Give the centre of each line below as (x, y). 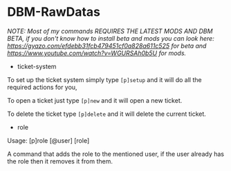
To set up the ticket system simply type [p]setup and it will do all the (104, 79)
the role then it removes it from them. (60, 161)
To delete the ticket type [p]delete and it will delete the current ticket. (107, 114)
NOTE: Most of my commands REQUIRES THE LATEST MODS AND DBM (110, 31)
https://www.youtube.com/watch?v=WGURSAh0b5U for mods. (97, 53)
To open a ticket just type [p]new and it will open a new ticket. (95, 100)
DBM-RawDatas (54, 12)
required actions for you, (42, 87)
